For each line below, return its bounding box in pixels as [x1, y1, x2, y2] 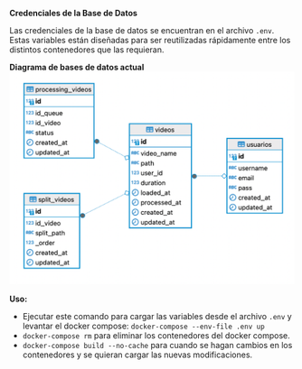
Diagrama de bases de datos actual [9, 62, 145, 72]
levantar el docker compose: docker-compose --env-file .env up [22, 320, 265, 331]
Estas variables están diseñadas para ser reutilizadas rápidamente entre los [9, 35, 291, 45]
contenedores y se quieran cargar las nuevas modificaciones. [22, 349, 253, 360]
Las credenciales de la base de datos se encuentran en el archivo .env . [9, 25, 275, 35]
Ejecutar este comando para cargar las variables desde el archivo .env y [22, 310, 292, 321]
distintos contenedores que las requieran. [9, 44, 165, 55]
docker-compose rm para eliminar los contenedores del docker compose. [22, 329, 291, 341]
